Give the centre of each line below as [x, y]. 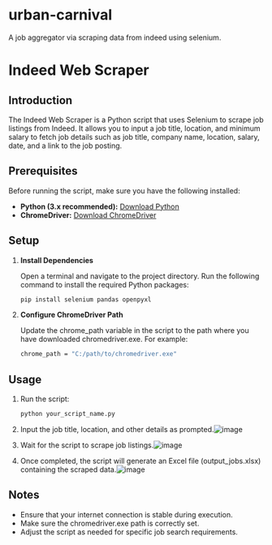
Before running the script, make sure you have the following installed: [125, 190]
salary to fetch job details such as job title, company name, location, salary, [134, 136]
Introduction [41, 100]
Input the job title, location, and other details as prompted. [117, 429]
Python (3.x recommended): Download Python [100, 206]
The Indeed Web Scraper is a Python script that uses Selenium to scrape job [136, 119]
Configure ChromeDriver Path [71, 315]
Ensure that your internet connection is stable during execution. [126, 514]
